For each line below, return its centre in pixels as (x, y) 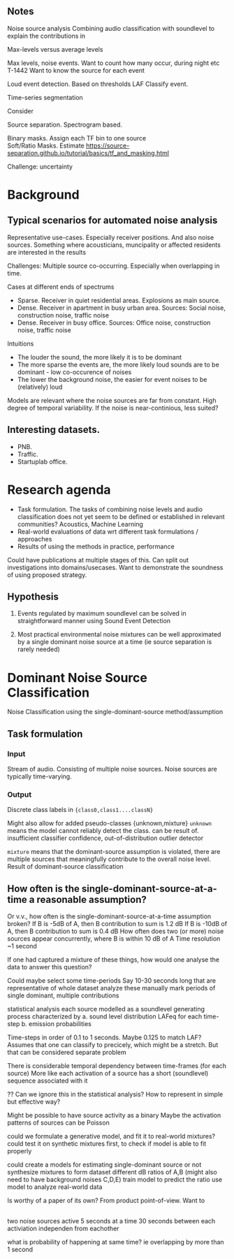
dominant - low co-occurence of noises (74, 372)
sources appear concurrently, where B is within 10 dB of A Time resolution (114, 939)
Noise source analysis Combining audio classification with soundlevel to (111, 28)
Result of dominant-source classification (65, 867)
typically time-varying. (39, 776)
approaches (35, 539)
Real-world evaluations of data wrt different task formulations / (108, 532)
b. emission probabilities (57, 1024)
